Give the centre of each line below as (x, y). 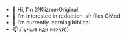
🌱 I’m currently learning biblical (51, 22)
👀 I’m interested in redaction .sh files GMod (66, 16)
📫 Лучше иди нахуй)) (40, 29)
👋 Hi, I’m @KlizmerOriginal (45, 9)
